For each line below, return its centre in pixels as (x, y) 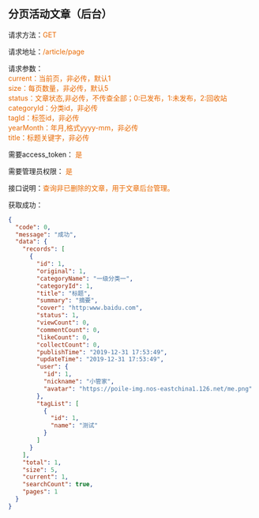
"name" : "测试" (74, 425)
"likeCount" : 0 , (63, 337)
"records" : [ (44, 249)
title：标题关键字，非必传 (49, 138)
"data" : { (31, 242)
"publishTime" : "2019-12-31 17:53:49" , (102, 352)
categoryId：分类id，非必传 (53, 108)
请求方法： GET (32, 35)
